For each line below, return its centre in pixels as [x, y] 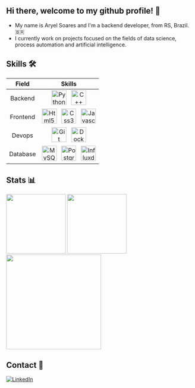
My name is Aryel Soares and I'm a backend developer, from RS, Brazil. [102, 25]
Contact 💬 [25, 365]
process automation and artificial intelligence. [70, 45]
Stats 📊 [21, 180]
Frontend [23, 116]
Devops [23, 135]
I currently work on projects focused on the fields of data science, [96, 38]
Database [23, 154]
